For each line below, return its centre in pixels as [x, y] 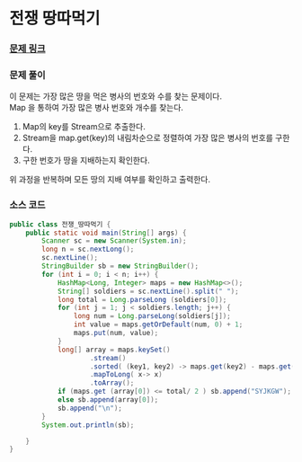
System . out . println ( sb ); [88, 425]
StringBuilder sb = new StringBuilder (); [120, 266]
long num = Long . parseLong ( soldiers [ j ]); [152, 316]
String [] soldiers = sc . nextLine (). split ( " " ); [148, 291]
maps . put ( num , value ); [116, 333]
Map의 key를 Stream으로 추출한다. [84, 127]
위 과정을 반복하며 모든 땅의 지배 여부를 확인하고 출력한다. [110, 180]
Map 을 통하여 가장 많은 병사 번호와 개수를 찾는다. [97, 108]
